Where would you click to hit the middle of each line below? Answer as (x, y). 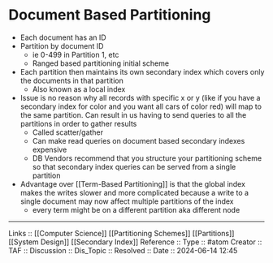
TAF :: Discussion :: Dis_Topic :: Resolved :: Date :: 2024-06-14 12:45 (123, 250)
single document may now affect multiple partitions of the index (127, 201)
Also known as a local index (79, 89)
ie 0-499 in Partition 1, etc (76, 54)
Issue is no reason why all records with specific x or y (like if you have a (140, 97)
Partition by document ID (62, 45)
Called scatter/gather (68, 132)
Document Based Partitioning (110, 15)
